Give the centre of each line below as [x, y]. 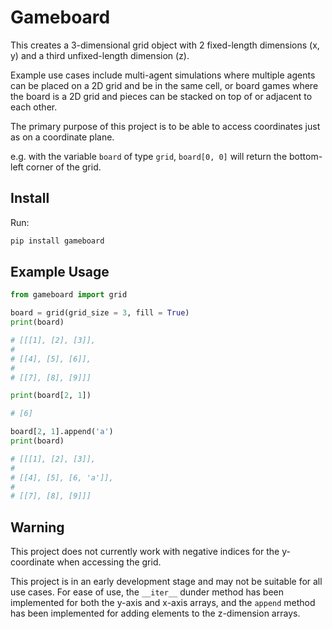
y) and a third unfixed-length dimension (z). [100, 55]
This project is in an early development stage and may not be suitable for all [166, 582]
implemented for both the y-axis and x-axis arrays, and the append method [163, 603]
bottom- [306, 156]
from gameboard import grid [69, 295]
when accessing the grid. [109, 562]
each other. [34, 107]
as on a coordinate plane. [62, 137]
